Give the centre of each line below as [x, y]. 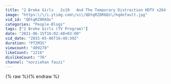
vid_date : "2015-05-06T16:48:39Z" [42, 39]
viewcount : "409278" [27, 48]
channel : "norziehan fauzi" [35, 62]
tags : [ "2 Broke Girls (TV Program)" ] [47, 29]
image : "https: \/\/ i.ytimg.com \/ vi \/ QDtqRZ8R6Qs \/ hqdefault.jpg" [76, 15]
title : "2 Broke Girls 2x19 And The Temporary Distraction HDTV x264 [86, 10]
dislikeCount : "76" [26, 57]
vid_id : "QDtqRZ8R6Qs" [29, 19]
